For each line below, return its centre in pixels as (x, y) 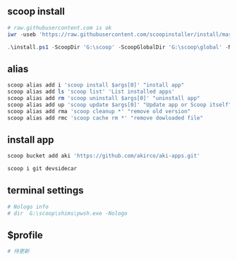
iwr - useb (22, 34)
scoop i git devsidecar (42, 169)
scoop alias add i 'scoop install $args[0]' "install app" (96, 85)
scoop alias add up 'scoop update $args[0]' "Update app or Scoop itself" (120, 105)
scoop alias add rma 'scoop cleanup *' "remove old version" (99, 111)
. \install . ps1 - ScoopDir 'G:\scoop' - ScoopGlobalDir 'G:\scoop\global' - (118, 47)
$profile (25, 235)
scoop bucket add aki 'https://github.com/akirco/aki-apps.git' (104, 156)
